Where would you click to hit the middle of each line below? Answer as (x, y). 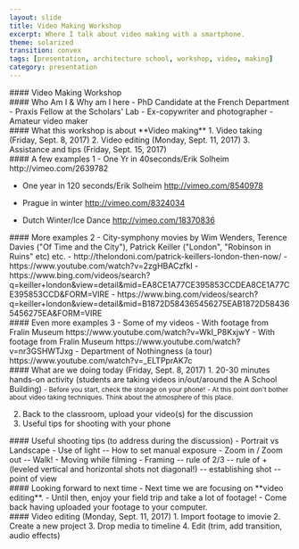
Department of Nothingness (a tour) (146, 351)
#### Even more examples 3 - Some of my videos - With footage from (139, 323)
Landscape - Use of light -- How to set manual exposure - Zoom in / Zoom (146, 450)
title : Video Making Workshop (66, 26)
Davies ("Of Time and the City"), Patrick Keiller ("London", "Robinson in (141, 247)
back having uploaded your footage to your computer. (108, 507)
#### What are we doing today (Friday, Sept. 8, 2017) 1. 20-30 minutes (140, 370)
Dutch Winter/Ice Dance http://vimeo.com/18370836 (119, 220)
